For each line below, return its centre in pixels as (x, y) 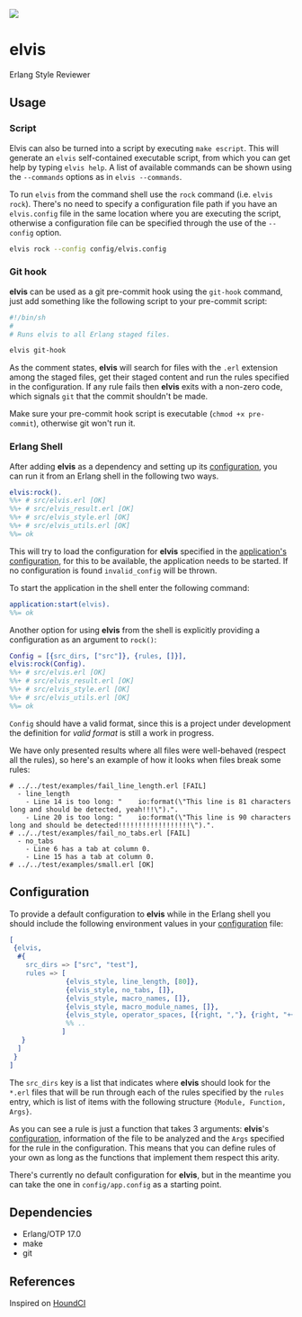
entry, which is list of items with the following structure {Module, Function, (148, 1101)
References (42, 1281)
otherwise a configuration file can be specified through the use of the (138, 223)
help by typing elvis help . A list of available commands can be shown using (151, 167)
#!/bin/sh (28, 318)
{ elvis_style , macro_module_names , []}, (142, 1007)
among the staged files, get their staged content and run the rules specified (149, 377)
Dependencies (51, 1212)
